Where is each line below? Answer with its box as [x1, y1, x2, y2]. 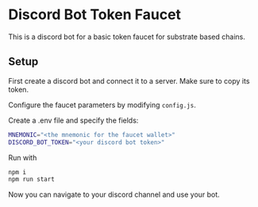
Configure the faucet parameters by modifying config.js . [8, 100, 196, 109]
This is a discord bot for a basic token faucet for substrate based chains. [8, 32, 246, 41]
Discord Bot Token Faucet [8, 6, 181, 24]
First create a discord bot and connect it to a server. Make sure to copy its [8, 76, 250, 85]
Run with [8, 153, 37, 162]
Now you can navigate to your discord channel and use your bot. [8, 189, 220, 200]
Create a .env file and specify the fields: [8, 115, 139, 125]
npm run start [8, 175, 56, 184]
